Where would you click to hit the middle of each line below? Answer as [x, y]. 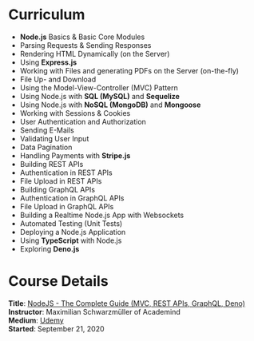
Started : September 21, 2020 [57, 328]
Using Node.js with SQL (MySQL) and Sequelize [99, 96]
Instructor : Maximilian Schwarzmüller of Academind [95, 311]
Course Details [59, 282]
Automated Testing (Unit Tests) [71, 223]
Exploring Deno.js [50, 248]
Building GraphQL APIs [58, 189]
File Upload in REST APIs [61, 180]
